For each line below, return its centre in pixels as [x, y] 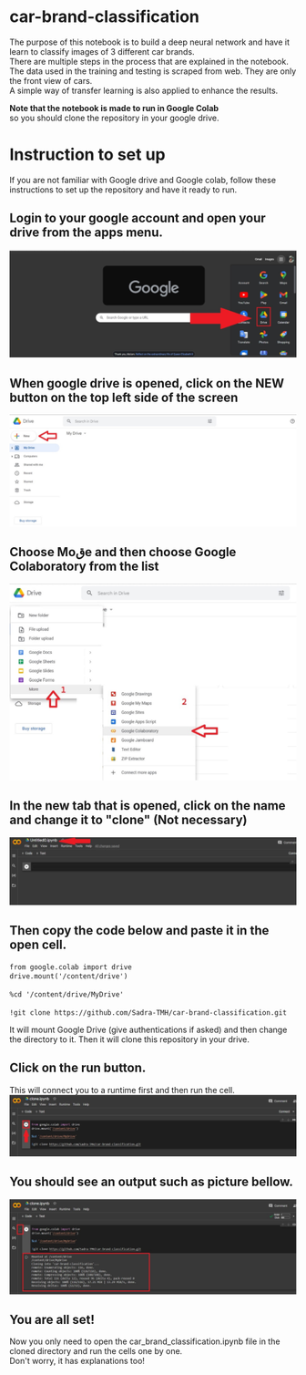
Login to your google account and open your [138, 218]
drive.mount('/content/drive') [69, 976]
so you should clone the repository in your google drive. [115, 118]
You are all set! [52, 1320]
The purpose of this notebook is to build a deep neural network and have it [149, 42]
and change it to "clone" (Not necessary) [128, 820]
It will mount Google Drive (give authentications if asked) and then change [148, 1029]
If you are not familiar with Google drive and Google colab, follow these [143, 180]
